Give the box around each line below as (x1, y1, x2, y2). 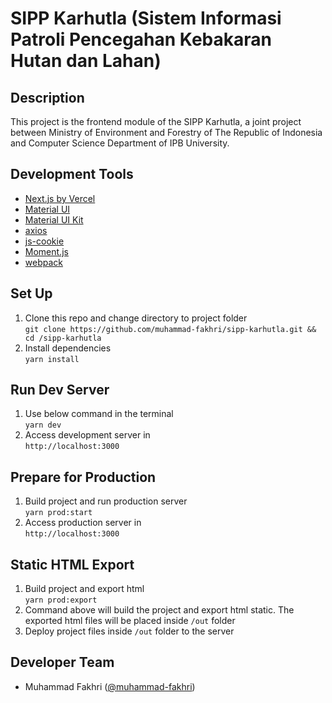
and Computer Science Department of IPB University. (10, 137, 230, 149)
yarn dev (24, 420, 62, 431)
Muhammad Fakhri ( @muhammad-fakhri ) (24, 680, 196, 692)
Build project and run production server (24, 495, 188, 507)
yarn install (24, 354, 80, 364)
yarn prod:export (24, 595, 98, 606)
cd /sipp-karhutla (24, 333, 102, 343)
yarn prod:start (24, 508, 93, 518)
